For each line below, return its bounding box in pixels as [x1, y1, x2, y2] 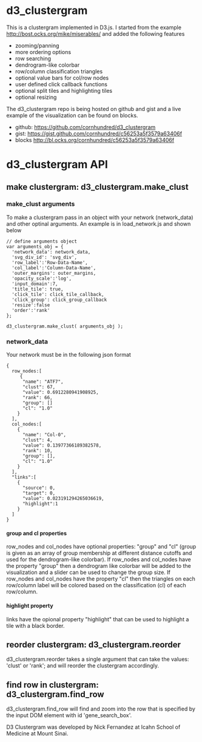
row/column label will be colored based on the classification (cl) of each [6, 582, 186, 589]
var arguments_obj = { [6, 243, 64, 249]
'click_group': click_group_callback [12, 297, 107, 303]
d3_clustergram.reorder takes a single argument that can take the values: [6, 656, 189, 663]
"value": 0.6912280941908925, [22, 390, 99, 396]
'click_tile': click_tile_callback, [12, 291, 104, 297]
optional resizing [15, 93, 57, 101]
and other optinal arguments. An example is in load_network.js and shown [6, 220, 191, 228]
